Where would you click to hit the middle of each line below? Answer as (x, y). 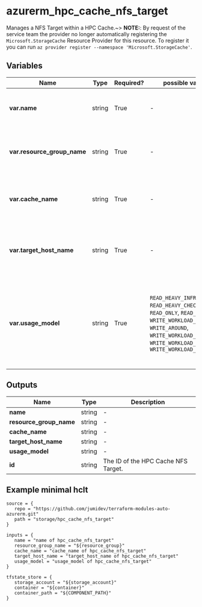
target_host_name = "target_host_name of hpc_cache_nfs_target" (96, 556)
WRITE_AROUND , (169, 327)
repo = (23, 509)
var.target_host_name (41, 250)
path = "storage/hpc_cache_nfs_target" (64, 519)
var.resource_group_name (48, 152)
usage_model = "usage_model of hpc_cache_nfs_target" (83, 562)
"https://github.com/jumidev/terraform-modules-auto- (102, 509)
